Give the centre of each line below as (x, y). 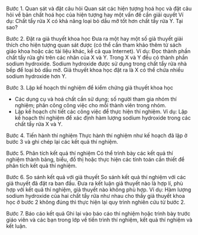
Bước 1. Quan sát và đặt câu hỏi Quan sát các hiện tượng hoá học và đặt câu (99, 9)
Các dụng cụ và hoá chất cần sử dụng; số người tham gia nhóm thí (96, 99)
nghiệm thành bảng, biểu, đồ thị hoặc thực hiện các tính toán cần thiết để (95, 159)
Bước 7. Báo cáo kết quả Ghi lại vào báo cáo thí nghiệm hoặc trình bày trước (98, 214)
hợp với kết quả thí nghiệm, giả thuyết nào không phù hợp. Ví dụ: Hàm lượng (99, 190)
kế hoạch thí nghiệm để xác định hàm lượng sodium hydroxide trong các (103, 118)
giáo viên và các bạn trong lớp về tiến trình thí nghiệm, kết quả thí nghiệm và (99, 220)
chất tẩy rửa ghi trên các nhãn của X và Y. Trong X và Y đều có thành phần (97, 57)
